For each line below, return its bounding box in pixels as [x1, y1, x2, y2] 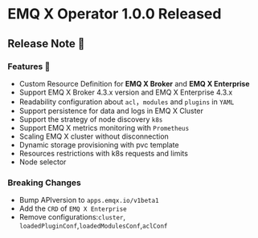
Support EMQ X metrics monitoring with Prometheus [18, 123, 190, 132]
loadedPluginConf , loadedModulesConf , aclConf [18, 221, 168, 231]
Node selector [18, 157, 67, 167]
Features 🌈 [7, 61, 51, 72]
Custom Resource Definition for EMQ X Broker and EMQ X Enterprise [18, 79, 250, 88]
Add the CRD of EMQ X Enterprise [18, 204, 127, 213]
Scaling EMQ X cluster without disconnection [18, 131, 170, 141]
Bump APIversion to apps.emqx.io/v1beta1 [18, 196, 159, 205]
